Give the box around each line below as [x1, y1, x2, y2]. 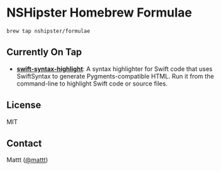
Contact [6, 137, 42, 149]
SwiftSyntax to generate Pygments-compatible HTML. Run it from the [16, 72, 215, 80]
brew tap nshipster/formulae [6, 28, 90, 34]
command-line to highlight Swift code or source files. [16, 79, 168, 88]
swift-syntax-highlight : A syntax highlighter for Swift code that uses [16, 64, 213, 73]
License [6, 99, 41, 111]
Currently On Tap [6, 46, 82, 58]
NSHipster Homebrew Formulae [6, 5, 193, 21]
